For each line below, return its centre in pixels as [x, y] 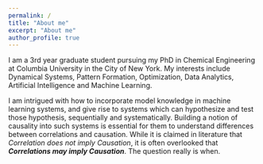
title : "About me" [39, 23]
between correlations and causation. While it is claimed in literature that [125, 135]
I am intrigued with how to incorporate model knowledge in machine [120, 101]
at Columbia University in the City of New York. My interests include [119, 69]
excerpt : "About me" [43, 30]
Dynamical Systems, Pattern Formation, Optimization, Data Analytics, [121, 77]
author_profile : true [44, 38]
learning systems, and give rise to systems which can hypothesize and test [131, 109]
